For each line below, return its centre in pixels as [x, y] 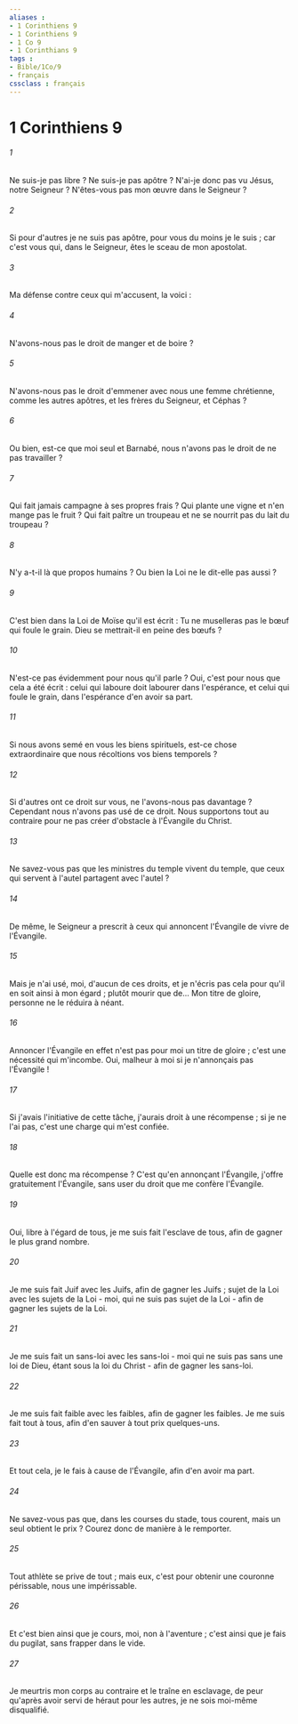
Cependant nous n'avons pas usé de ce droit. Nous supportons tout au [139, 811]
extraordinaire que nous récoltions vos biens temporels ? [113, 754]
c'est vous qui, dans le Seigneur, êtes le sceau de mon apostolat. [128, 247]
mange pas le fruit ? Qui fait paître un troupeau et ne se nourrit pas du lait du [149, 515]
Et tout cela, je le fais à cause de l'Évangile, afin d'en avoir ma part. [132, 1471]
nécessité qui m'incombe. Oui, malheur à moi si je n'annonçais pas [131, 1060]
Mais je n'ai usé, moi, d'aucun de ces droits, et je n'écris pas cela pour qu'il [147, 983]
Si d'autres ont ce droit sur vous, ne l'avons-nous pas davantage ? [131, 802]
